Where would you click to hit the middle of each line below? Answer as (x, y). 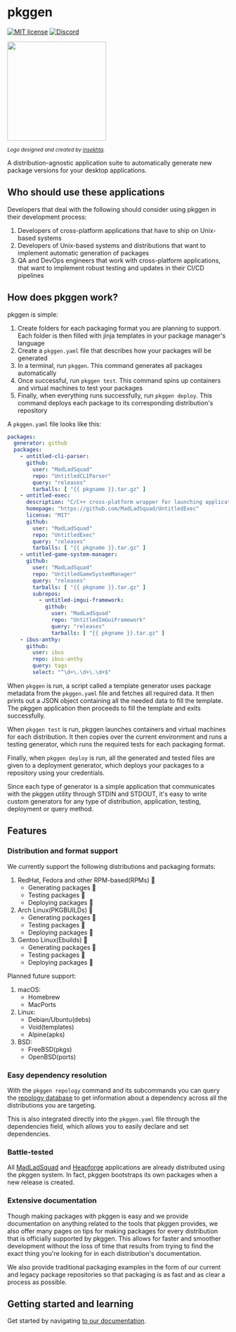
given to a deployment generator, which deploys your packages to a (106, 765)
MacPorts (42, 1004)
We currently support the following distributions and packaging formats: (111, 866)
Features (27, 831)
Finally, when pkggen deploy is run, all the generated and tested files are (111, 758)
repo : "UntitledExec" (64, 535)
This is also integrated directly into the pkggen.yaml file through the (104, 1119)
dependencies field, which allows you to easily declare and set (98, 1126)
